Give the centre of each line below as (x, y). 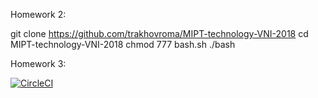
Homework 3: (38, 63)
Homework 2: (38, 14)
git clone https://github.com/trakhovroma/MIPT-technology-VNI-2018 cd (159, 33)
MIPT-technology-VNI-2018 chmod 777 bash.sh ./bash (123, 44)
